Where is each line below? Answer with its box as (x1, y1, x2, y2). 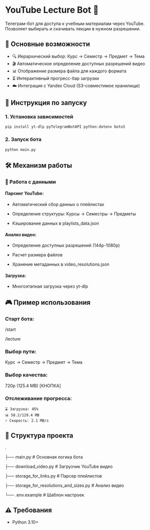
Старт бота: (5, 315, 35, 322)
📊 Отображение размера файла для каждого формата (12, 68, 127, 74)
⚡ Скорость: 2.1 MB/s (5, 418, 49, 423)
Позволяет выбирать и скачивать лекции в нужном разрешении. (5, 25, 141, 31)
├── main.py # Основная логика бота (5, 454, 83, 460)
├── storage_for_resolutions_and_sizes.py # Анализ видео (5, 482, 124, 488)
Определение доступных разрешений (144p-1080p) (12, 242, 120, 249)
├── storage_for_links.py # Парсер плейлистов (5, 473, 102, 479)
